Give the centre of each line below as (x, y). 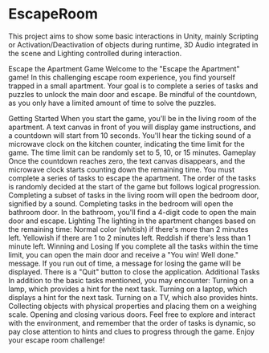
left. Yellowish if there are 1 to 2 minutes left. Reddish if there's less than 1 (130, 237)
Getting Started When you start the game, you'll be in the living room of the (132, 118)
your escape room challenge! (57, 340)
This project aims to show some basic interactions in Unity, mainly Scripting (133, 36)
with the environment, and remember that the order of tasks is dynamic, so (132, 323)
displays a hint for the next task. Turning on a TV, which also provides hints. (133, 297)
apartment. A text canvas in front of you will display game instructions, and (132, 127)
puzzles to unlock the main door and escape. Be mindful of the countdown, (132, 94)
